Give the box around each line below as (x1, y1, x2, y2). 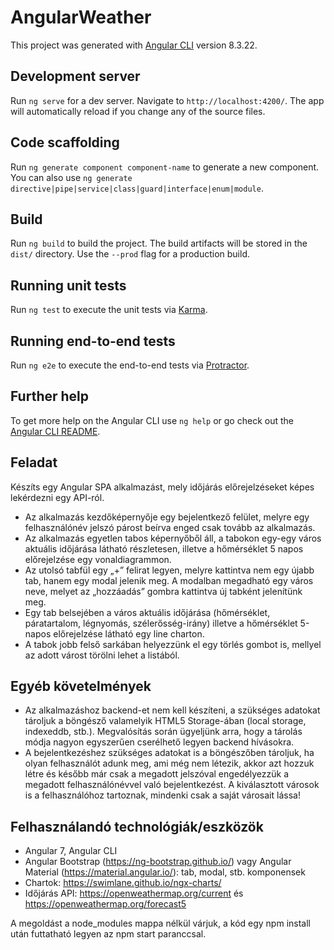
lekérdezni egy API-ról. (10, 491, 105, 503)
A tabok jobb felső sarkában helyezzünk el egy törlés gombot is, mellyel (24, 638, 322, 650)
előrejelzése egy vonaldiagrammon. (24, 553, 172, 565)
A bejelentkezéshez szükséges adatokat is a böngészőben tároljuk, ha (24, 747, 315, 759)
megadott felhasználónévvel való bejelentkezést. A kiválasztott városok (24, 779, 320, 791)
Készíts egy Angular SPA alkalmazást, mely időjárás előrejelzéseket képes (10, 481, 315, 493)
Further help (10, 388, 90, 405)
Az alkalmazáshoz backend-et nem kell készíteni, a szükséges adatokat (24, 704, 321, 716)
